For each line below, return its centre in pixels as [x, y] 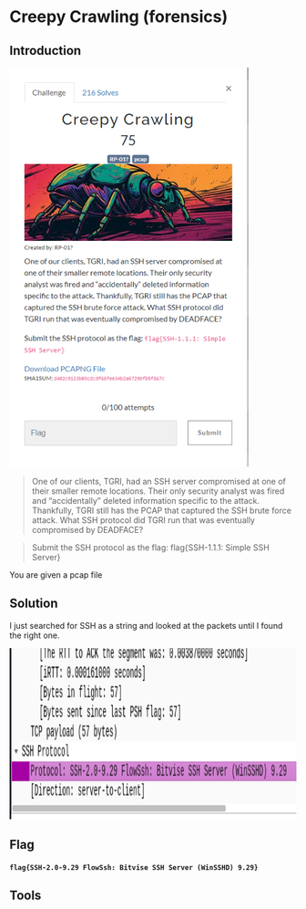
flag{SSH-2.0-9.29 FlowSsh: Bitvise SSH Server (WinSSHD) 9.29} [134, 867]
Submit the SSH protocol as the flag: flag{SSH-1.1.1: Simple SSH [151, 548]
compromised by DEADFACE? [87, 530]
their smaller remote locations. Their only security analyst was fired [158, 491]
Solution [34, 604]
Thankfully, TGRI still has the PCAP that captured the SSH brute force [161, 510]
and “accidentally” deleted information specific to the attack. [146, 501]
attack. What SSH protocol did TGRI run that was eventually [143, 520]
